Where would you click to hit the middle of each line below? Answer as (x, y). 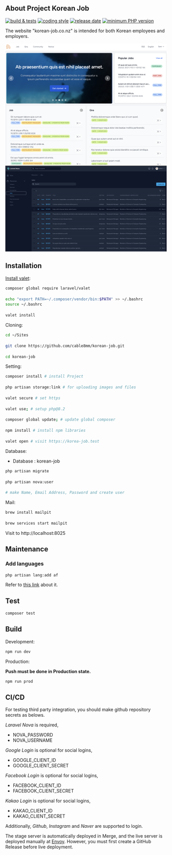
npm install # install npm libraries (46, 431)
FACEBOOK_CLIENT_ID (37, 785)
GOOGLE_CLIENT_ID (34, 760)
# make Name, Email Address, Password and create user (65, 493)
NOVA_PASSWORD (33, 735)
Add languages (25, 564)
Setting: (14, 366)
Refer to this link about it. (31, 585)
